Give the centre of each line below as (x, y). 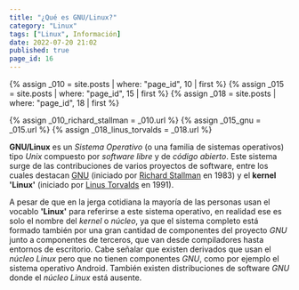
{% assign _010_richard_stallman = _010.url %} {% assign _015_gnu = (135, 120)
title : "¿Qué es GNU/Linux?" (63, 17)
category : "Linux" (43, 26)
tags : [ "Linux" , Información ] (65, 34)
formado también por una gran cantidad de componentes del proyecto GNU (148, 230)
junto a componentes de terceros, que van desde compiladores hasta (137, 240)
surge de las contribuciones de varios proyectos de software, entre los (139, 166)
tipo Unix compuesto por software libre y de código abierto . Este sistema (143, 156)
